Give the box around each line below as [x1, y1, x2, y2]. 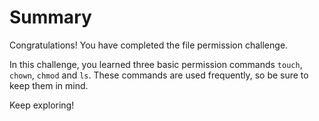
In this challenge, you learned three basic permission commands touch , [9, 58, 303, 70]
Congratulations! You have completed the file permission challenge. [9, 39, 289, 51]
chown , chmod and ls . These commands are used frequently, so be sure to [9, 69, 309, 81]
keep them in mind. [9, 79, 89, 91]
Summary [9, 6, 92, 29]
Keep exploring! [9, 99, 75, 111]
